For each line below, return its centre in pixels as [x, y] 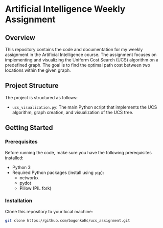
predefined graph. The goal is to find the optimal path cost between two [78, 65]
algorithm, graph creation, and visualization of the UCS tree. [73, 112]
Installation [19, 201]
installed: [14, 158]
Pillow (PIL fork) [35, 188]
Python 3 [21, 167]
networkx [29, 177]
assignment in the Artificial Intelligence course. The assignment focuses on [81, 55]
